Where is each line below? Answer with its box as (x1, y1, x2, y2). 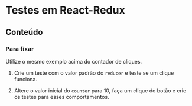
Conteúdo (5, 27, 43, 37)
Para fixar (5, 45, 34, 53)
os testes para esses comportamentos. (14, 93, 110, 100)
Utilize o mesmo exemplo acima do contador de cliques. (5, 58, 142, 65)
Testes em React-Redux (5, 4, 125, 17)
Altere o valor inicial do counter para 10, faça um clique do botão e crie (14, 87, 187, 94)
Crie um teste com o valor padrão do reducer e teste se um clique (14, 69, 174, 77)
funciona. (14, 75, 38, 82)
